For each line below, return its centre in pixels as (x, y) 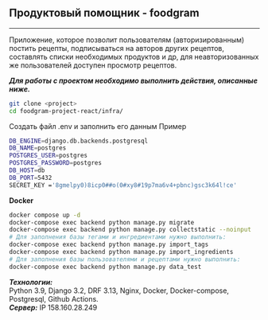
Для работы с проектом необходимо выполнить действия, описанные (133, 80)
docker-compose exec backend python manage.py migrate (102, 222)
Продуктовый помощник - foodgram (104, 13)
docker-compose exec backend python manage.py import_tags (109, 245)
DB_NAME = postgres (38, 148)
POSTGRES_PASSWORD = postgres (56, 163)
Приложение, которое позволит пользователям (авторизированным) (127, 40)
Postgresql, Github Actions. (54, 299)
